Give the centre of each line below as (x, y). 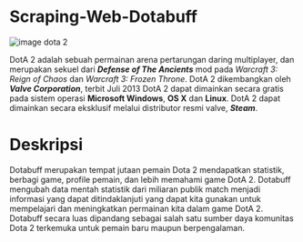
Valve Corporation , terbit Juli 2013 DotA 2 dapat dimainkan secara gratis (146, 88)
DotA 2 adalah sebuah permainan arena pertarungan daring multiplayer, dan (152, 59)
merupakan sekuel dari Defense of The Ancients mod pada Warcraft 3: (144, 69)
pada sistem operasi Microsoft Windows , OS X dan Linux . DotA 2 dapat (145, 98)
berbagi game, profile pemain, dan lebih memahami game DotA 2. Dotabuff (150, 179)
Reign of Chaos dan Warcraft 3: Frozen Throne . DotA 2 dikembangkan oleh (150, 78)
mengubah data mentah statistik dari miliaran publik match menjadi (135, 189)
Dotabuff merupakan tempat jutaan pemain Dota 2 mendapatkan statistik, (147, 169)
